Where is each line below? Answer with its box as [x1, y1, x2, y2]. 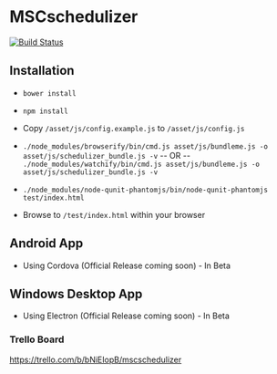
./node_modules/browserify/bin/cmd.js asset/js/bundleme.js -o [22, 141, 269, 151]
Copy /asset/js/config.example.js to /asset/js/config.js [22, 122, 245, 133]
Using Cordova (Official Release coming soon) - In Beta [22, 260, 231, 271]
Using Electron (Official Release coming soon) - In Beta [22, 310, 231, 321]
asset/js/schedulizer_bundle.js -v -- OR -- [22, 150, 191, 161]
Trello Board [9, 333, 65, 346]
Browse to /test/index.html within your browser [22, 209, 206, 220]
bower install [22, 88, 77, 98]
